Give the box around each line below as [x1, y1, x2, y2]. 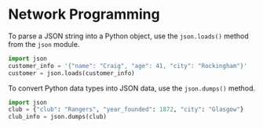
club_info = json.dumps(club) [8, 113, 108, 121]
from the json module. [8, 39, 80, 48]
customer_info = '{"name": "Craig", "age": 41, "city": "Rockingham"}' [8, 62, 247, 69]
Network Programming [8, 5, 160, 23]
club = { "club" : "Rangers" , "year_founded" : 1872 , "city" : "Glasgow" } [8, 105, 244, 114]
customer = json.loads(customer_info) [8, 69, 135, 77]
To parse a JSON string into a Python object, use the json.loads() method [8, 31, 249, 41]
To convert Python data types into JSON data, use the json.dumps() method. [8, 84, 256, 93]
